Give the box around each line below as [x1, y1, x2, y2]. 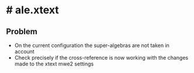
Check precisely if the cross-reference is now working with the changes [14, 54, 189, 61]
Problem [6, 27, 38, 36]
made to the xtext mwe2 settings [14, 60, 94, 67]
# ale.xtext [6, 3, 60, 17]
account [14, 48, 35, 55]
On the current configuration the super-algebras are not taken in [14, 42, 169, 49]
